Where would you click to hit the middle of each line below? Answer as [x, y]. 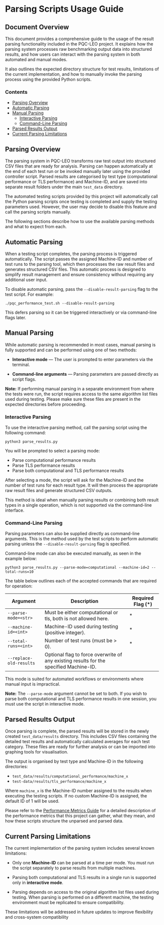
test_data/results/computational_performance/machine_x [70, 776]
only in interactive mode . [38, 882]
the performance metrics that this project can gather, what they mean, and [80, 816]
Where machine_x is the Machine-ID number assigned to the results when [79, 791]
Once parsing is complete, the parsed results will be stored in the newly [77, 731]
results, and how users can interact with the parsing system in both [73, 54]
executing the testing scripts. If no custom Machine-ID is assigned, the [76, 796]
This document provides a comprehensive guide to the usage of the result [80, 39]
